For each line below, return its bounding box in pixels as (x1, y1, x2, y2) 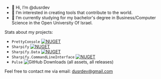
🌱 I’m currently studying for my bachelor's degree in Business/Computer (11, 15, 156, 20)
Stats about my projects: (4, 29, 54, 35)
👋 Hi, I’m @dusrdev (11, 5, 50, 10)
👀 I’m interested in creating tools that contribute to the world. (11, 10, 133, 15)
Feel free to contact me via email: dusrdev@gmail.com (4, 68, 113, 74)
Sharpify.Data (11, 50, 40, 54)
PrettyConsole (11, 39, 40, 44)
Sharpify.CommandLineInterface (11, 55, 75, 60)
